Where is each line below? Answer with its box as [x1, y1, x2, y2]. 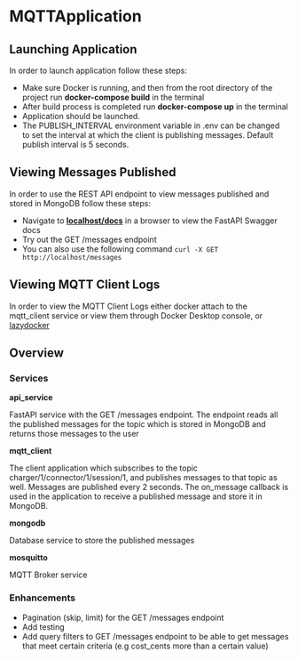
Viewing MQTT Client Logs [9, 278, 161, 293]
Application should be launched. [21, 111, 140, 121]
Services [9, 372, 49, 384]
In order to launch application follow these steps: [9, 65, 188, 76]
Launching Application [9, 42, 137, 57]
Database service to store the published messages [9, 535, 195, 546]
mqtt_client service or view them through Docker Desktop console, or [9, 310, 263, 321]
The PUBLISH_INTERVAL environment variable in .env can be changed [21, 120, 280, 131]
